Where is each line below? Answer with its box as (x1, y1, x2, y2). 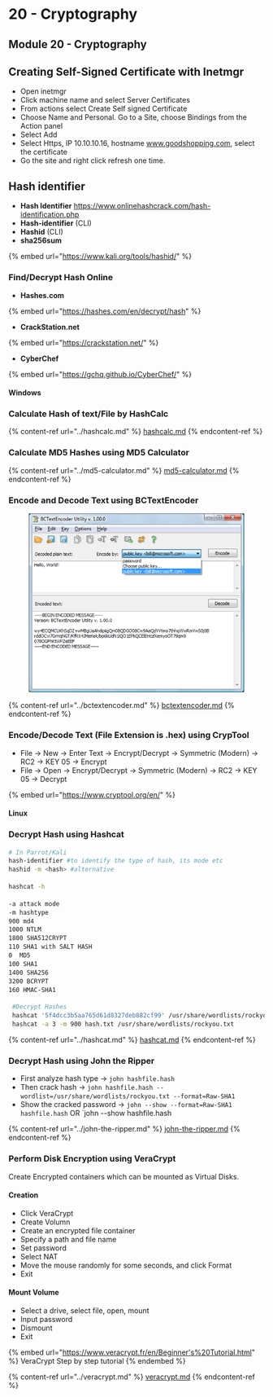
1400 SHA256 (8, 969, 49, 977)
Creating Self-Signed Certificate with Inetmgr (8, 64, 245, 78)
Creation (8, 1190, 39, 1200)
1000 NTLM (8, 925, 42, 934)
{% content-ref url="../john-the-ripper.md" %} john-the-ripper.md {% (8, 1124, 241, 1134)
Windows (8, 388, 41, 398)
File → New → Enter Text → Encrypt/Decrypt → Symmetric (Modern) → (19, 748, 258, 758)
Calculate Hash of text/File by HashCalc (8, 408, 169, 420)
